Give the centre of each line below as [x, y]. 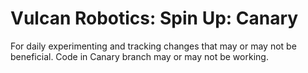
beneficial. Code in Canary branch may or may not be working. [139, 56]
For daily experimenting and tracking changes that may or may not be [153, 46]
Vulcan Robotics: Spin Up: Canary [154, 18]
